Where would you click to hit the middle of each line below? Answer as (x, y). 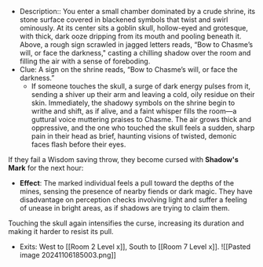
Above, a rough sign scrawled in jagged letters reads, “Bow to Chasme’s (136, 45)
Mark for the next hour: (46, 168)
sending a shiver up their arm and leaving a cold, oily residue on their (143, 94)
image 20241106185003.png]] (68, 255)
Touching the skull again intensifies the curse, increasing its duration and (126, 223)
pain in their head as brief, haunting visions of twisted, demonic (134, 136)
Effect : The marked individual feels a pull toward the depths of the (126, 183)
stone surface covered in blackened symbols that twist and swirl (124, 20)
